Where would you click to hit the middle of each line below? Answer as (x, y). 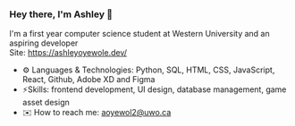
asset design (46, 103)
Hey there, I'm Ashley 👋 (61, 14)
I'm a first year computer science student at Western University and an (139, 34)
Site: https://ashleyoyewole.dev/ (68, 53)
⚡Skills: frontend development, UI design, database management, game (154, 89)
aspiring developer (44, 43)
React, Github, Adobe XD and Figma (88, 80)
